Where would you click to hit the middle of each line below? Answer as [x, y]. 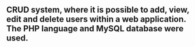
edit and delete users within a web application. [96, 20]
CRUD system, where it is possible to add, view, [98, 10]
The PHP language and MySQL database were [95, 29]
